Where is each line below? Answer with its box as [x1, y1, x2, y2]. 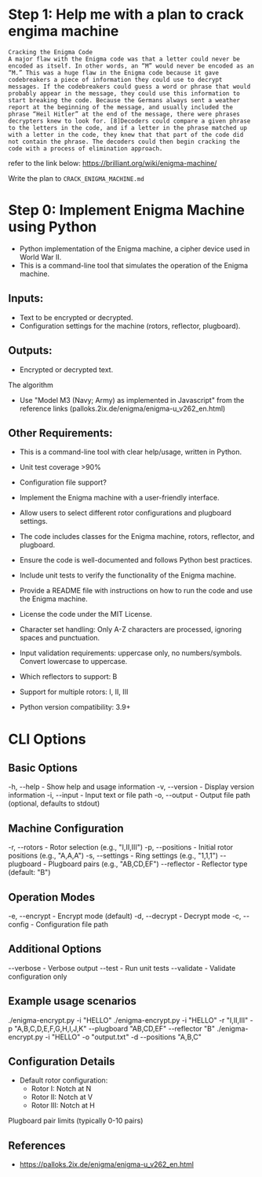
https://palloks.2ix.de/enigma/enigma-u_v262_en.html [19, 1160, 195, 1169]
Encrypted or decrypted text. [19, 364, 114, 374]
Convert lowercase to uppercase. [19, 657, 128, 666]
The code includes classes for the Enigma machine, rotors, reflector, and [19, 532, 255, 541]
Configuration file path [35, 919, 108, 929]
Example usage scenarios [8, 994, 137, 1008]
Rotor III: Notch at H [31, 1101, 96, 1110]
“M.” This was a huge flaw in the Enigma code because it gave [8, 68, 220, 76]
